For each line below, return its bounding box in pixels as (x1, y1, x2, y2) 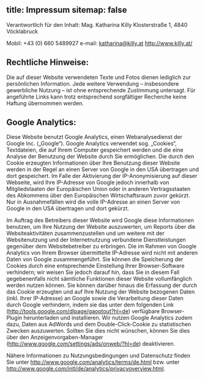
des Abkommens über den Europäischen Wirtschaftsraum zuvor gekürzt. (6, 192, 190, 199)
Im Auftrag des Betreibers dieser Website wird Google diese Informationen (6, 217, 194, 224)
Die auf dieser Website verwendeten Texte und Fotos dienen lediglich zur (6, 73, 191, 81)
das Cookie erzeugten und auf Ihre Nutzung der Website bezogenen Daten (6, 288, 195, 295)
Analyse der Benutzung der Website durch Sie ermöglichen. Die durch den (6, 153, 195, 160)
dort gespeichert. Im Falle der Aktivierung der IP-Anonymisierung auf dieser (6, 172, 198, 180)
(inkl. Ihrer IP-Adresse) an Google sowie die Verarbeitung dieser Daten (6, 295, 184, 302)
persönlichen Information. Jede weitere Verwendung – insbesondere (6, 80, 179, 87)
